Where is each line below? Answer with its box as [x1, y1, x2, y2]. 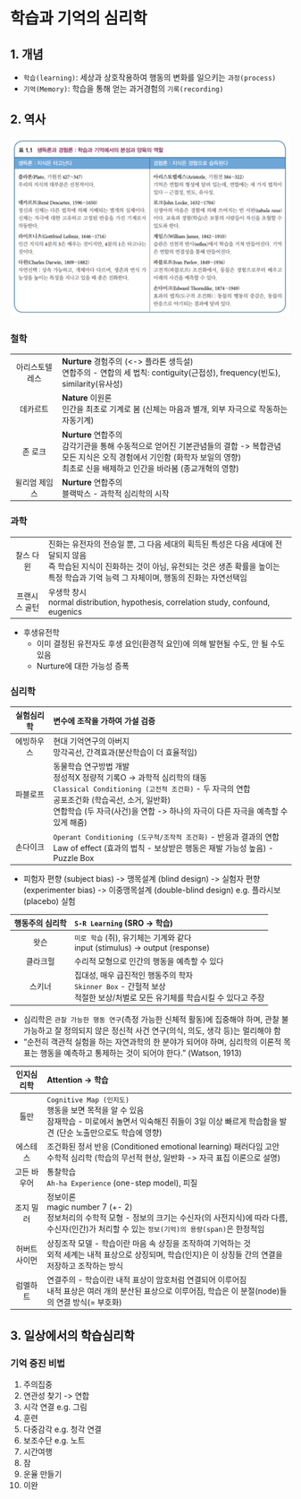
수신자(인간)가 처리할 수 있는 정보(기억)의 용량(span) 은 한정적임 [46, 1224, 265, 1235]
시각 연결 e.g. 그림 [22, 1401, 88, 1412]
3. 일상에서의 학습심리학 [10, 1328, 135, 1343]
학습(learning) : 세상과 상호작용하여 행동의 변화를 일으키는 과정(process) [22, 73, 276, 82]
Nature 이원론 [62, 392, 113, 403]
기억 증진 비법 [10, 1357, 66, 1369]
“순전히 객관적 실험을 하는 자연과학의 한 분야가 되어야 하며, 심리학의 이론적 [22, 1036, 282, 1047]
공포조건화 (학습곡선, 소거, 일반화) [53, 795, 171, 805]
